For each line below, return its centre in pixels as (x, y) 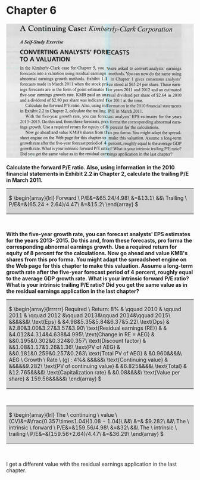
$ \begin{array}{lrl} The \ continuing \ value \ (63, 415)
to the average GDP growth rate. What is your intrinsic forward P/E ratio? (98, 278)
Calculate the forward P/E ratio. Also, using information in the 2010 (90, 168)
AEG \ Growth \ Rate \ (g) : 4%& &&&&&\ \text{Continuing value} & (88, 360)
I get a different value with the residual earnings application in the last (91, 464)
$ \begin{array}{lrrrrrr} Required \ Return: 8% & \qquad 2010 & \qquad (95, 309)
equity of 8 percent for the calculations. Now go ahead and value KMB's (97, 253)
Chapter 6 (31, 10)
